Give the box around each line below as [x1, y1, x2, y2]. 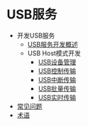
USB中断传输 [38, 75, 76, 84]
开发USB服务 [16, 31, 55, 40]
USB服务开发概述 [27, 40, 79, 48]
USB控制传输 [38, 67, 76, 75]
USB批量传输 [38, 84, 76, 93]
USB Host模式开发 [27, 49, 81, 57]
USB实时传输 [38, 93, 76, 101]
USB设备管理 [38, 57, 76, 66]
